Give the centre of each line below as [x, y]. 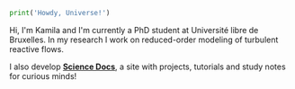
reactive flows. [37, 49]
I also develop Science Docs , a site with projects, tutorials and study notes [147, 67]
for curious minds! [43, 76]
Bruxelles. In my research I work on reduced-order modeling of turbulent [144, 40]
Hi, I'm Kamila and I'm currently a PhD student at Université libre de [134, 30]
